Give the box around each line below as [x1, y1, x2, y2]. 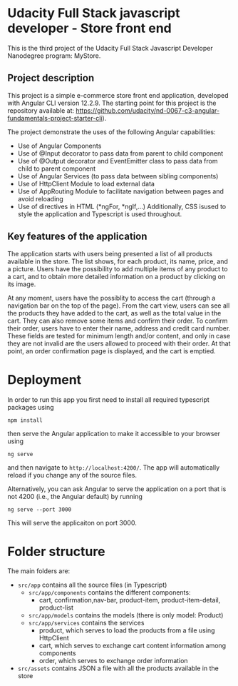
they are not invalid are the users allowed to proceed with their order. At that [7, 339, 231, 348]
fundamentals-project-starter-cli [7, 114, 103, 122]
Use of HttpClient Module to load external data [17, 179, 155, 188]
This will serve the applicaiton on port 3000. [7, 518, 137, 527]
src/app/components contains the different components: [28, 588, 191, 597]
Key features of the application [7, 231, 148, 243]
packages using [7, 403, 55, 411]
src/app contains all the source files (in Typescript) [17, 580, 167, 590]
